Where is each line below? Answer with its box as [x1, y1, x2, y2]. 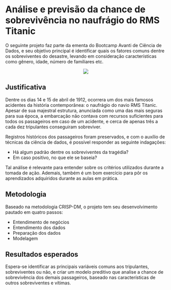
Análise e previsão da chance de [5, 4, 145, 15]
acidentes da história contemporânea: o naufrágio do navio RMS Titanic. [5, 102, 158, 108]
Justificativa [5, 83, 46, 92]
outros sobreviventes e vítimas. [5, 280, 71, 286]
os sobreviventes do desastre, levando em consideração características [5, 53, 157, 59]
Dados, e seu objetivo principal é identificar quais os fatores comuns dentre [5, 48, 165, 54]
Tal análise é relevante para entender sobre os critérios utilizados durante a [5, 164, 164, 170]
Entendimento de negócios [12, 219, 70, 225]
